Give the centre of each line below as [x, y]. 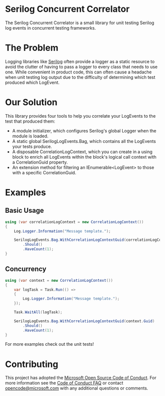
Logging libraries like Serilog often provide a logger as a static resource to [80, 61]
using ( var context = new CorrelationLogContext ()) [59, 280]
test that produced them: [30, 121]
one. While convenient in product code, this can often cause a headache [79, 72]
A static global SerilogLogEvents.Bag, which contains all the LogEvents [84, 141]
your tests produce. [32, 146]
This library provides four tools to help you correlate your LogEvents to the [81, 116]
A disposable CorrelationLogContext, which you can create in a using [82, 152]
